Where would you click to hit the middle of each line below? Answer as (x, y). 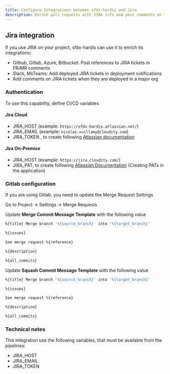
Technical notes (25, 329)
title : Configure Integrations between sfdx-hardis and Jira (71, 10)
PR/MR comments (31, 68)
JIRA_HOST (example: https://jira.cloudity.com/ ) (66, 160)
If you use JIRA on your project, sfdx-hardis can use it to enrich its (74, 48)
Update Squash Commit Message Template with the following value (77, 270)
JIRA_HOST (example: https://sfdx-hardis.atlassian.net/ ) (76, 126)
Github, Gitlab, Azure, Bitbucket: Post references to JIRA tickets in (81, 63)
